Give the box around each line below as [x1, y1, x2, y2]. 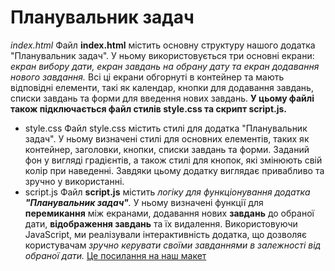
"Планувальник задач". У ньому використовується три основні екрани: [10, 49, 315, 61]
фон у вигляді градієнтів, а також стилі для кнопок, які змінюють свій [24, 154, 323, 166]
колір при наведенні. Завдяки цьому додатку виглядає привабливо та [24, 164, 325, 176]
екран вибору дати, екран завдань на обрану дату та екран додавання [10, 60, 320, 72]
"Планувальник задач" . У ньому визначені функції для [24, 196, 264, 208]
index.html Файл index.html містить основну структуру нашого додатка [10, 39, 316, 51]
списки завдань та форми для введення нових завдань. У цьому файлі [10, 92, 315, 104]
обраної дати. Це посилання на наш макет [24, 249, 207, 261]
